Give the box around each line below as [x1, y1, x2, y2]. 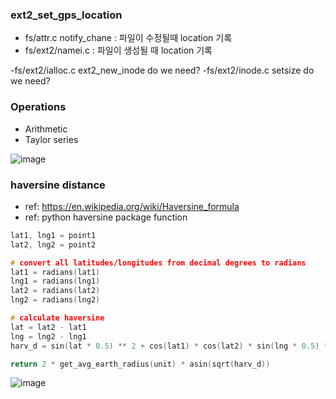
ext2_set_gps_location [10, 8, 123, 22]
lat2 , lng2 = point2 [10, 239, 97, 250]
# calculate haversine [10, 313, 105, 323]
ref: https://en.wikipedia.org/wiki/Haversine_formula [24, 200, 240, 212]
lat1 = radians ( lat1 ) [10, 267, 101, 277]
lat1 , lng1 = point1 [10, 230, 97, 240]
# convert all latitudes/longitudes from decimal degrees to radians [10, 258, 307, 268]
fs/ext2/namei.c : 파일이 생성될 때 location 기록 [24, 44, 213, 57]
